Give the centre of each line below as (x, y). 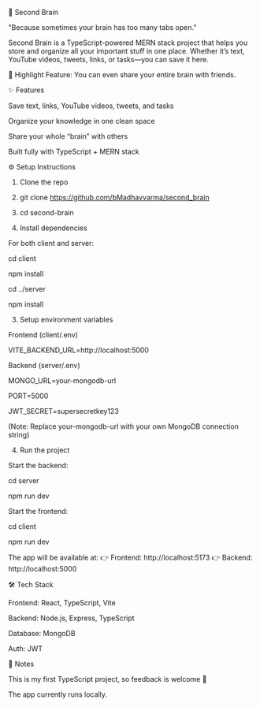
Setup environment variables (66, 320)
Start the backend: (38, 465)
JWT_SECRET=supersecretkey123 (64, 411)
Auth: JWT (26, 649)
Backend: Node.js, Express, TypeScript (72, 618)
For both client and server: (51, 243)
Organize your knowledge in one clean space (82, 121)
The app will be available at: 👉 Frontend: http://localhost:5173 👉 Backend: (130, 557)
